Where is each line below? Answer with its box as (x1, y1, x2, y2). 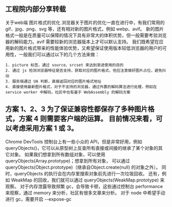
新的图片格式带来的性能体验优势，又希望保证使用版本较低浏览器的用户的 (9, 45, 162, 51)
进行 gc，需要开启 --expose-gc (5, 196, 72, 202)
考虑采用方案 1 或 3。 (12, 124, 78, 133)
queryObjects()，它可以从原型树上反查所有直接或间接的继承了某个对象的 (5, 145, 159, 151)
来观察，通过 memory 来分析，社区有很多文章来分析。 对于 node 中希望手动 (5, 190, 165, 196)
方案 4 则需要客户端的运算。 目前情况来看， (18, 114, 156, 123)
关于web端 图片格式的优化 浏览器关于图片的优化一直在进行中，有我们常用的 (5, 19, 165, 26)
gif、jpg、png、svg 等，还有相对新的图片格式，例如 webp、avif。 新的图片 (5, 26, 164, 32)
